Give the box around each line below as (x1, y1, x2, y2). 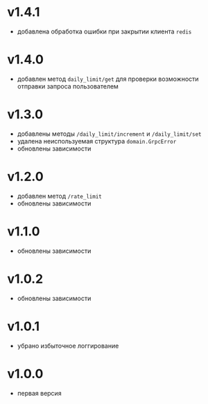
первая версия (17, 389, 62, 397)
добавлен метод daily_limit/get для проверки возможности (17, 75, 199, 83)
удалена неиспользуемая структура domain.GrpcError (17, 137, 177, 145)
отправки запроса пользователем (17, 81, 119, 91)
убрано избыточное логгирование (17, 341, 119, 350)
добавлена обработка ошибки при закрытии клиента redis (17, 27, 192, 36)
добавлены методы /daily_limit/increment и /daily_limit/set (17, 130, 202, 138)
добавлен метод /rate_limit (17, 192, 102, 200)
